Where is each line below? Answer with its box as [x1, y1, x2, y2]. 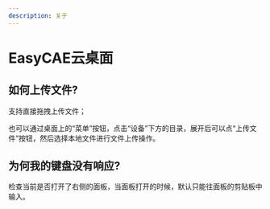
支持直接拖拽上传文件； [8, 106, 86, 116]
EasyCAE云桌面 [8, 49, 114, 67]
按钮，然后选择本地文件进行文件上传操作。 [19, 133, 160, 143]
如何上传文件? [8, 84, 78, 97]
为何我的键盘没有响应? [8, 159, 121, 173]
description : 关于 [8, 11, 68, 20]
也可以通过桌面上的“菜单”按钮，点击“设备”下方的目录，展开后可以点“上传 [8, 123, 250, 133]
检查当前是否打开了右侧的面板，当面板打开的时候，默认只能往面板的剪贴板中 [8, 182, 263, 191]
